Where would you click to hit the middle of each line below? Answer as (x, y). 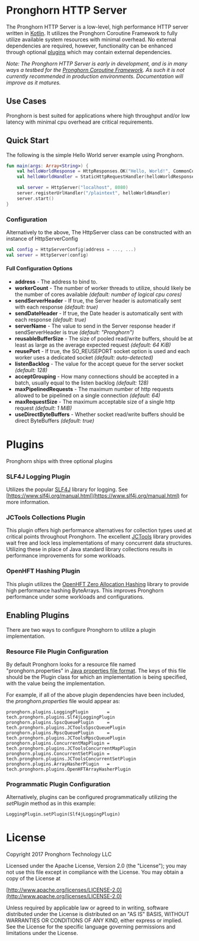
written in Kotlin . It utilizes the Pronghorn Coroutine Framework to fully (92, 33)
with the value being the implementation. (56, 683)
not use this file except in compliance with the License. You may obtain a (95, 872)
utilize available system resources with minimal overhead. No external (91, 39)
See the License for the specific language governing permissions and (91, 927)
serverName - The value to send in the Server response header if (95, 326)
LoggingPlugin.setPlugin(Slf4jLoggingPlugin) (63, 814)
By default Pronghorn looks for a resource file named (71, 664)
